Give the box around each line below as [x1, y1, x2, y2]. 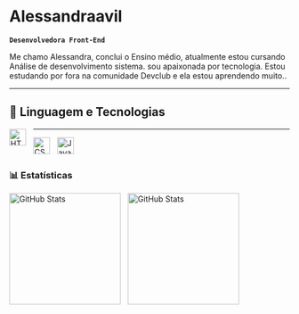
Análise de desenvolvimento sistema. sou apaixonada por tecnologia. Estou [9, 61, 287, 71]
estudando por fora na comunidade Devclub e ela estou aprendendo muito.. [9, 70, 287, 81]
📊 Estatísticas [9, 169, 73, 181]
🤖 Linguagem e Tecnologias [9, 104, 166, 120]
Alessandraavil [9, 6, 123, 27]
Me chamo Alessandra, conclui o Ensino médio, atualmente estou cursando [9, 51, 286, 62]
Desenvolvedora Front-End [9, 36, 105, 45]
